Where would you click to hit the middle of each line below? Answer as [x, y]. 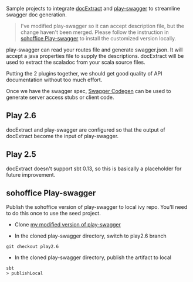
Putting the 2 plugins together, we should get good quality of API [84, 73]
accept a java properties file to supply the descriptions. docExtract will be [95, 56]
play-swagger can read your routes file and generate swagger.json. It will [94, 50]
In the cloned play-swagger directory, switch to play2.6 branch [91, 236]
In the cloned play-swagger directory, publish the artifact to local [93, 257]
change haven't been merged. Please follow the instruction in [94, 32]
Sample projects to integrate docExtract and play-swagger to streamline [93, 8]
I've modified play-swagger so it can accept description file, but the [102, 26]
